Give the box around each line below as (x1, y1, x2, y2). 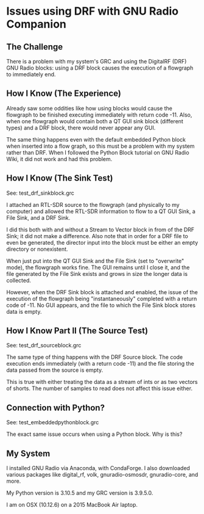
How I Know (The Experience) (6, 89, 122, 99)
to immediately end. (6, 71, 56, 78)
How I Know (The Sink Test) (6, 173, 113, 184)
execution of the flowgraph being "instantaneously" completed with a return (6, 295, 197, 302)
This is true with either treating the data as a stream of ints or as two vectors (6, 378, 198, 386)
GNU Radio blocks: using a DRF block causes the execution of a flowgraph (6, 64, 194, 71)
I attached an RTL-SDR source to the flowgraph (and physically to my (6, 201, 180, 208)
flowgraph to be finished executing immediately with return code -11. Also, (6, 111, 192, 118)
